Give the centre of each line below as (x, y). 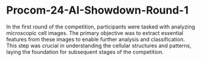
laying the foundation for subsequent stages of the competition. (85, 52)
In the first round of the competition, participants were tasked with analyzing (101, 27)
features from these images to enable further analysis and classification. (96, 39)
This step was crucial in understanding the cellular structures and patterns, (99, 46)
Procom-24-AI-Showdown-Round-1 (97, 10)
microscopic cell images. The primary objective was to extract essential (95, 33)
